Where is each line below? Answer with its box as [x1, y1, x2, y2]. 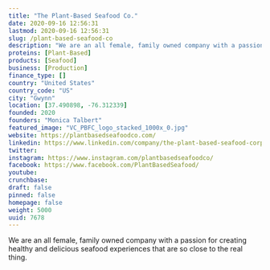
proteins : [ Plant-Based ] [8, 49, 92, 57]
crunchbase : [8, 176, 48, 185]
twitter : [8, 146, 38, 154]
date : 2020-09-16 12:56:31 [8, 19, 99, 27]
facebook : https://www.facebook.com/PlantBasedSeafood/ [8, 162, 199, 170]
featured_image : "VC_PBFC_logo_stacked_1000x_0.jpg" [8, 124, 189, 132]
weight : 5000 [8, 206, 52, 214]
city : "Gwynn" [8, 94, 56, 102]
